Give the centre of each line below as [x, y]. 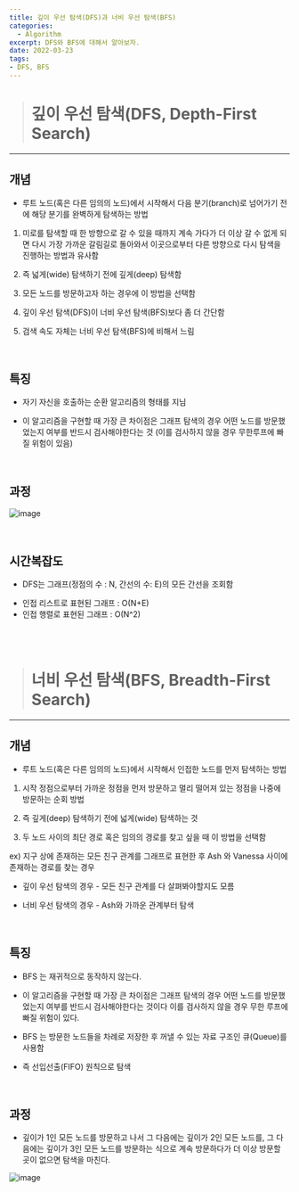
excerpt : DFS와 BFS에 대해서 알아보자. [75, 42]
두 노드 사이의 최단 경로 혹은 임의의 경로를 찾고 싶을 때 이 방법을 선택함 [144, 837]
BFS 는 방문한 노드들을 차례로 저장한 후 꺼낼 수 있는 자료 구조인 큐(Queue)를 [154, 1036]
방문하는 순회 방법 [53, 799]
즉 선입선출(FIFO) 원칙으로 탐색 [77, 1066]
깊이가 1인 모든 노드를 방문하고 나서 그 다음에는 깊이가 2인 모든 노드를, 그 [148, 1138]
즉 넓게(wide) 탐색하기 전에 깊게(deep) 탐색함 [102, 274]
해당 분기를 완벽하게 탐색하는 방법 [90, 214]
